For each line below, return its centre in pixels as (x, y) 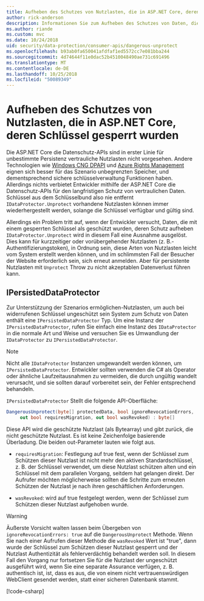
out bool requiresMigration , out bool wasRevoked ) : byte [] (97, 417)
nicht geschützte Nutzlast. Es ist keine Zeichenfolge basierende (86, 435)
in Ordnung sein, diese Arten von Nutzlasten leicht (134, 248)
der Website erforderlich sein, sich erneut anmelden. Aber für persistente (98, 261)
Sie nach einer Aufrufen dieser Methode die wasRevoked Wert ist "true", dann (101, 540)
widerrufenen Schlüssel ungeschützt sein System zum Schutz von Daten (97, 314)
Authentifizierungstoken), (38, 248)
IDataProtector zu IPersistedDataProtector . (62, 339)
